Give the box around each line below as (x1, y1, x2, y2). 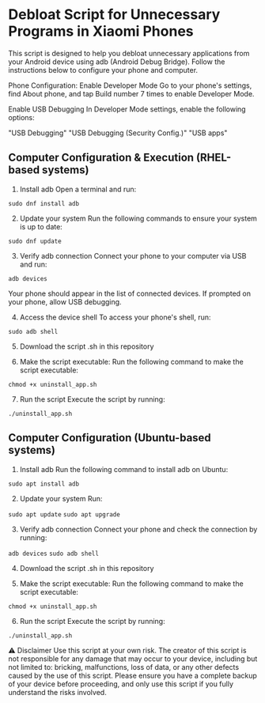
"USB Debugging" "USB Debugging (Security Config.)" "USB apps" (8, 128, 228, 138)
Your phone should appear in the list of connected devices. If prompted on (8, 289, 252, 298)
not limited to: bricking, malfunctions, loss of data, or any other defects (8, 662, 240, 671)
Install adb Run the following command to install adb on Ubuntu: (19, 464, 229, 474)
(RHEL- (196, 151, 232, 164)
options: (8, 112, 36, 122)
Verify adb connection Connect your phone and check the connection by (19, 524, 258, 534)
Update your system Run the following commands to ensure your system (19, 214, 257, 223)
